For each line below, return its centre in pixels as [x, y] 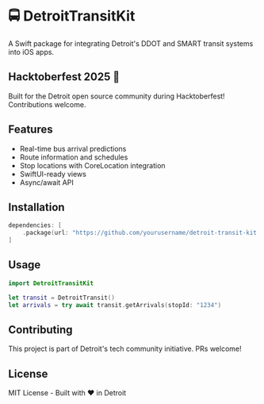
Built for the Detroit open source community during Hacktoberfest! [117, 96]
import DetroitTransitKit [51, 283]
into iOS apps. [31, 52]
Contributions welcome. [47, 104]
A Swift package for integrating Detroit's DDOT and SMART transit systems [131, 43]
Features [31, 130]
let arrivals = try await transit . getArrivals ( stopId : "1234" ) [115, 305]
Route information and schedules [74, 157]
